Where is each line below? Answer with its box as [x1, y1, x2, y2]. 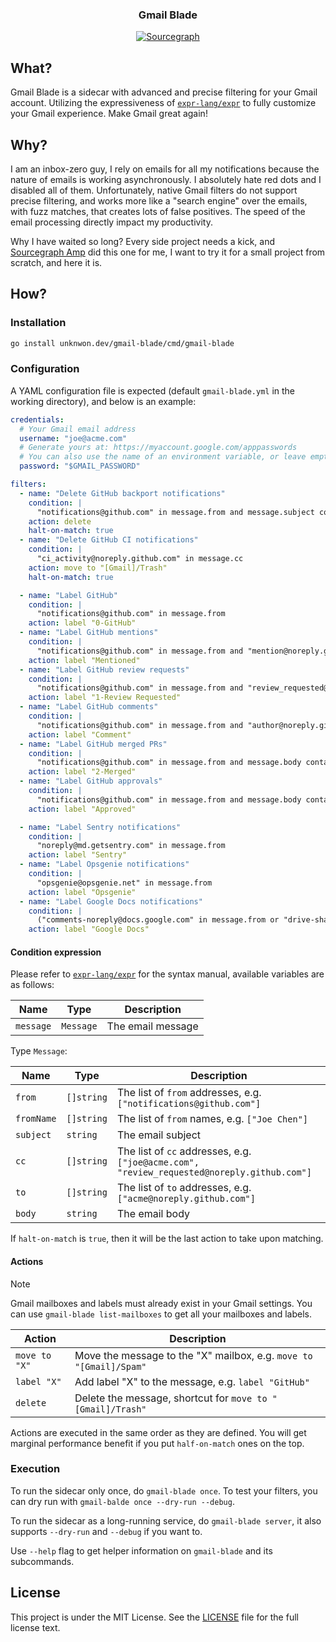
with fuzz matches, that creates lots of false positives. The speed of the [10, 205, 306, 217]
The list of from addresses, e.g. [116, 1086, 262, 1100]
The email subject [116, 1128, 202, 1142]
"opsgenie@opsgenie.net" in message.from [36, 878, 213, 888]
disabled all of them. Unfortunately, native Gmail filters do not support [10, 184, 298, 196]
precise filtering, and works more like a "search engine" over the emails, [10, 194, 308, 207]
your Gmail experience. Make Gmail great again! [10, 108, 208, 120]
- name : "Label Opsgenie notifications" [19, 859, 190, 870]
